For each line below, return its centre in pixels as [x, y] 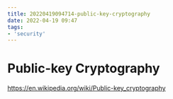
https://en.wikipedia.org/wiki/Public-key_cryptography [86, 88]
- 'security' [27, 34]
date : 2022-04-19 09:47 [43, 21]
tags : [15, 27]
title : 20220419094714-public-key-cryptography [79, 14]
